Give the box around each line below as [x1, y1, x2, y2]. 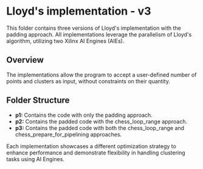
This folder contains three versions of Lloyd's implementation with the [6, 24, 181, 32]
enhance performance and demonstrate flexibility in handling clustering [6, 149, 185, 156]
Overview [6, 55, 44, 65]
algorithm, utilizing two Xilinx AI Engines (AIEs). [6, 37, 125, 44]
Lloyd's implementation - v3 [6, 4, 151, 18]
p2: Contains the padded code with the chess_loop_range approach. [15, 117, 187, 125]
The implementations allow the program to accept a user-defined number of [6, 71, 197, 78]
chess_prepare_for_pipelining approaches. [15, 131, 122, 138]
